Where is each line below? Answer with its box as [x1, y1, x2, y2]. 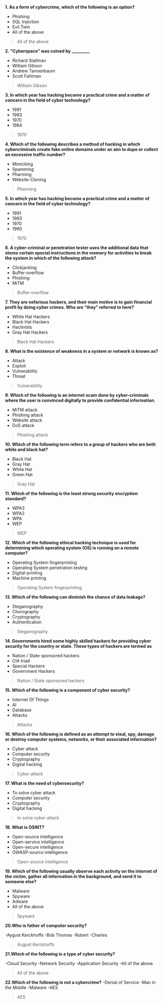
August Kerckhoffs [17, 941, 54, 947]
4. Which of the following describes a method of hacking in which [5, 141, 141, 147]
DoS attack [12, 423, 35, 428]
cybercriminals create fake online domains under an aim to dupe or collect [5, 147, 158, 152]
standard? [5, 496, 26, 501]
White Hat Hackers [12, 314, 50, 320]
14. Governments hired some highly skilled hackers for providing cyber [5, 638, 151, 644]
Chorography [12, 609, 39, 615]
